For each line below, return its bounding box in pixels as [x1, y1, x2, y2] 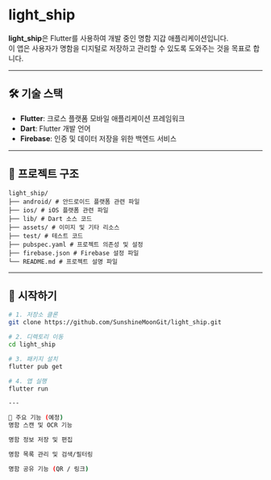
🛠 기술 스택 [8, 87, 63, 101]
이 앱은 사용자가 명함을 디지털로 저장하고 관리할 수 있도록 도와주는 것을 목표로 [8, 43, 252, 53]
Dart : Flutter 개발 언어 [19, 123, 91, 133]
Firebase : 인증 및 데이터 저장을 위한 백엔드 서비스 [19, 133, 177, 143]
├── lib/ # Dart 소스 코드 [8, 215, 93, 223]
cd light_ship [8, 340, 56, 349]
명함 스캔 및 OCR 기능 [8, 421, 73, 429]
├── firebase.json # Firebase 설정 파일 [8, 248, 140, 257]
